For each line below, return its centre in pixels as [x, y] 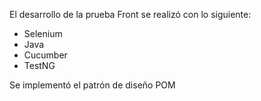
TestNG [39, 65]
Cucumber [45, 55]
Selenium [43, 33]
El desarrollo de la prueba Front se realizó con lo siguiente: [130, 14]
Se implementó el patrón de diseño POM [92, 85]
